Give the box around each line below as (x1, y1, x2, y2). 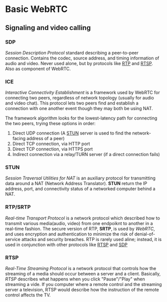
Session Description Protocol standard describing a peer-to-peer (5, 49, 139, 55)
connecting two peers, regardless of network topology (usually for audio (5, 95, 155, 101)
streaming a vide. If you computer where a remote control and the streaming (5, 281, 162, 287)
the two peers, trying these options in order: (5, 120, 96, 126)
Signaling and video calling (5, 23, 91, 32)
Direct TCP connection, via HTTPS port (12, 146, 93, 152)
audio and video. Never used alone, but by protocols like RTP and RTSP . (5, 60, 154, 66)
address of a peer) (26, 135, 65, 141)
